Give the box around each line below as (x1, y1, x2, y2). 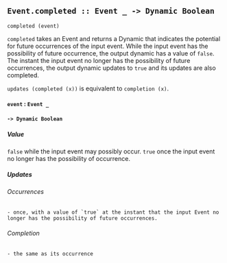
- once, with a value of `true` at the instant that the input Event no (7, 209, 219, 216)
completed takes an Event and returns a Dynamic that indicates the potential (7, 34, 221, 42)
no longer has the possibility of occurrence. (7, 154, 130, 162)
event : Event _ (7, 100, 49, 108)
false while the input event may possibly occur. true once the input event (7, 147, 215, 155)
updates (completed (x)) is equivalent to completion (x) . (7, 84, 169, 92)
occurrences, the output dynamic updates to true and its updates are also (7, 64, 216, 72)
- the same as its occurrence (7, 250, 94, 257)
